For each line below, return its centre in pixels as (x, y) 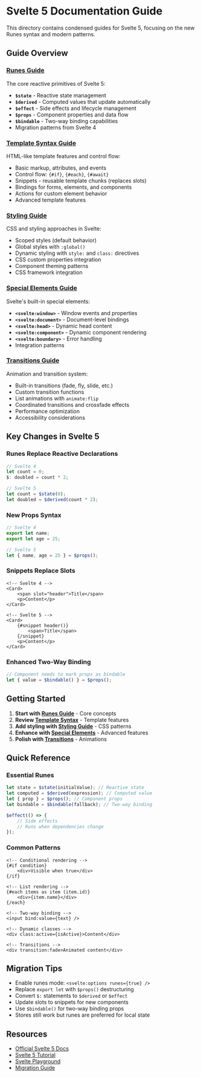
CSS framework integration (49, 272)
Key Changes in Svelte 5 (53, 437)
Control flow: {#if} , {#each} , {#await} (62, 174)
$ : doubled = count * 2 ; (37, 478)
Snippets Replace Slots (41, 570)
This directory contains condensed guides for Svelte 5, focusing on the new (101, 28)
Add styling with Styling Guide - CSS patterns (73, 726)
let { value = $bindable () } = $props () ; (59, 680)
